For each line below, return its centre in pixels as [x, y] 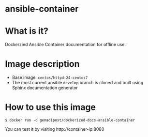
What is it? [27, 31]
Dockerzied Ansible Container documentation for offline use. [65, 45]
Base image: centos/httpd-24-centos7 [50, 77]
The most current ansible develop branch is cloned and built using [78, 83]
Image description [42, 64]
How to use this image [50, 107]
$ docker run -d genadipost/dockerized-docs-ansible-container [70, 120]
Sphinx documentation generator [45, 88]
